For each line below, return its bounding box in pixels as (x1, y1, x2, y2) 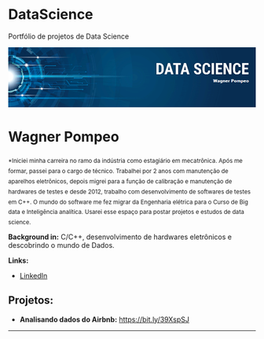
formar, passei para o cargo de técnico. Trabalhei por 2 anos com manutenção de (8, 167, 229, 175)
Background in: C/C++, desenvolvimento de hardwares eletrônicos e (8, 232, 232, 241)
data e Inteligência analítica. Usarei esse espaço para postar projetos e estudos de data (8, 208, 245, 216)
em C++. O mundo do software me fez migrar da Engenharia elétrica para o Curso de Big (8, 198, 249, 206)
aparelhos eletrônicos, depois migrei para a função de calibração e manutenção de (8, 177, 233, 186)
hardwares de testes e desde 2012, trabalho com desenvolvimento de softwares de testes (8, 187, 251, 196)
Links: (8, 256, 29, 265)
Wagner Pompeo (8, 127, 119, 146)
